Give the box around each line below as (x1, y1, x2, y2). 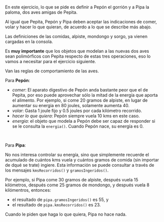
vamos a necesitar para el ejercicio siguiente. (5, 59, 96, 64)
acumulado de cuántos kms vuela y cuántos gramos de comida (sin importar (5, 157, 160, 163)
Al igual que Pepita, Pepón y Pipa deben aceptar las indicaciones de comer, (5, 19, 157, 24)
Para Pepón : (5, 78, 30, 83)
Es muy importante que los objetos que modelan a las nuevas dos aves (5, 48, 149, 54)
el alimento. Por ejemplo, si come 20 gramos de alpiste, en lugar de (12, 97, 148, 103)
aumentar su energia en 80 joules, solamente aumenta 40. (12, 103, 130, 108)
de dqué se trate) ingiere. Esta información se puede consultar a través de (5, 162, 155, 168)
